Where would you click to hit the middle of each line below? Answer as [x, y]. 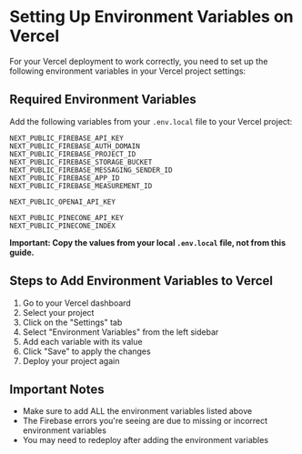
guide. [22, 252]
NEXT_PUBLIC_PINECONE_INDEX [63, 226]
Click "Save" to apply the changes [87, 351]
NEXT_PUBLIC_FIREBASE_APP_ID [65, 178]
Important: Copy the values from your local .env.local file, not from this [148, 242]
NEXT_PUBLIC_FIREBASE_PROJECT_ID [73, 154]
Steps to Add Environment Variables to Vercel [141, 281]
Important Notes [57, 389]
